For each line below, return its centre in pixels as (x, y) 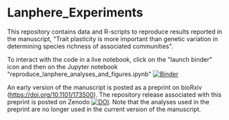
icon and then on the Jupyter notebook (63, 67)
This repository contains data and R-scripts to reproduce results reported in (115, 32)
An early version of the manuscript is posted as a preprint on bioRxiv (104, 87)
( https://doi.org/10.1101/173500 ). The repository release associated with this (114, 95)
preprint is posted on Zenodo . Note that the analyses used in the (108, 101)
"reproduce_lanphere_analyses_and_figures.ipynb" (79, 74)
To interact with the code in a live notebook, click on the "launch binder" (110, 59)
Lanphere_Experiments (75, 13)
